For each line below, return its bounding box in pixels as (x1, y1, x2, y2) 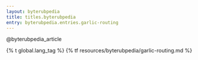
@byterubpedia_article (6, 36, 62, 43)
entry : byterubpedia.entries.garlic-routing (6, 19, 119, 25)
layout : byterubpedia (6, 8, 60, 15)
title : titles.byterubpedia (6, 14, 76, 20)
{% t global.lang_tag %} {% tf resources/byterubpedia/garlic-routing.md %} (6, 47, 193, 54)
